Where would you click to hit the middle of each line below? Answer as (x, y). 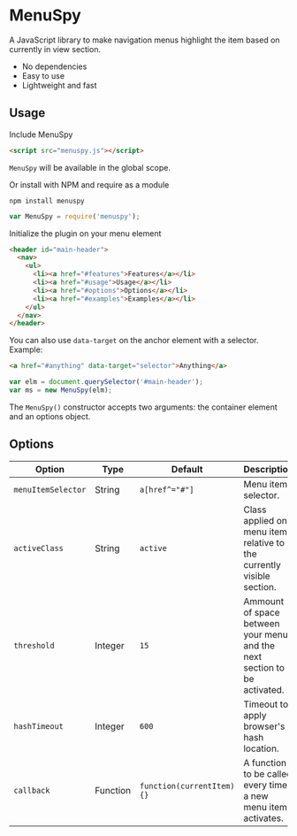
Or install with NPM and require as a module (89, 184)
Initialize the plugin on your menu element (85, 233)
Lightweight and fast (59, 85)
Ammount (263, 601)
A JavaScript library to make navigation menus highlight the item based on (145, 40)
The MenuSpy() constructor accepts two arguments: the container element (144, 407)
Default (187, 469)
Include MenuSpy (41, 134)
